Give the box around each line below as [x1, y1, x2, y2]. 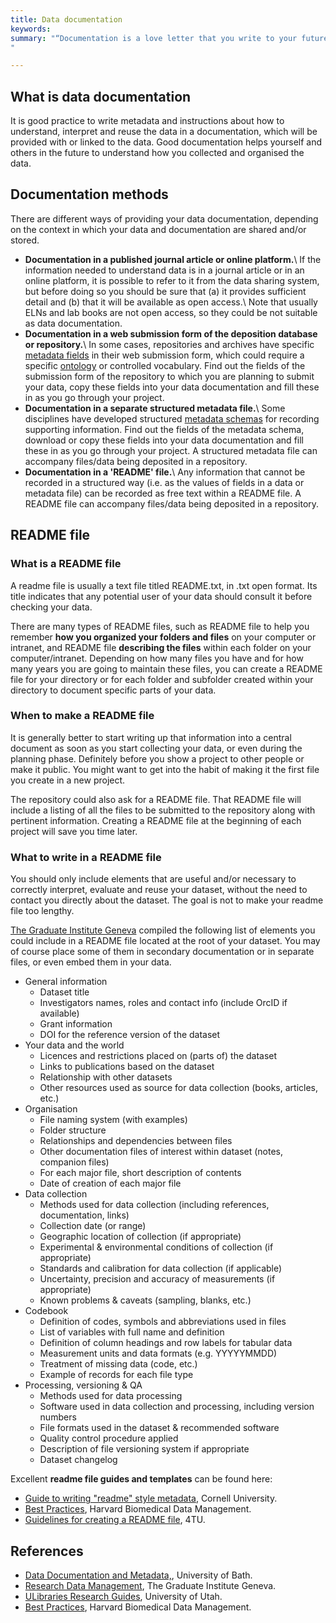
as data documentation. [24, 317, 123, 329]
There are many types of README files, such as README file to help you [10, 620, 310, 632]
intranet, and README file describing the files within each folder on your [10, 641, 312, 653]
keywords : [10, 24, 52, 34]
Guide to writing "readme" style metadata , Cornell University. [24, 1492, 278, 1505]
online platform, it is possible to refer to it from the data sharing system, [24, 274, 320, 286]
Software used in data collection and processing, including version [39, 1401, 315, 1413]
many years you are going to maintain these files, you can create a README [10, 662, 323, 675]
